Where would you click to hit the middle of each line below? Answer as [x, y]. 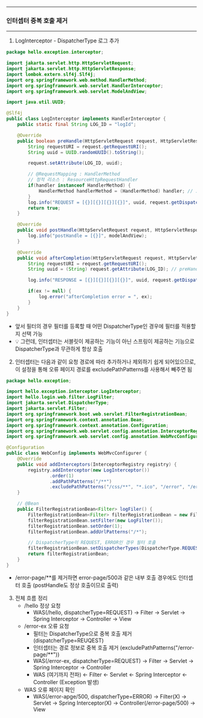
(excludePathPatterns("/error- [157, 647]
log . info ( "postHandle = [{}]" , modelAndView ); [88, 236]
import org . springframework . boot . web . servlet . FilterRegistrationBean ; [97, 414]
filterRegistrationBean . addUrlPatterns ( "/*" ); [88, 532]
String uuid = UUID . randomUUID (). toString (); [86, 152]
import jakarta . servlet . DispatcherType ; [58, 403]
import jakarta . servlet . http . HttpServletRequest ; [70, 63]
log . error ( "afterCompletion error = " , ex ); [95, 297]
